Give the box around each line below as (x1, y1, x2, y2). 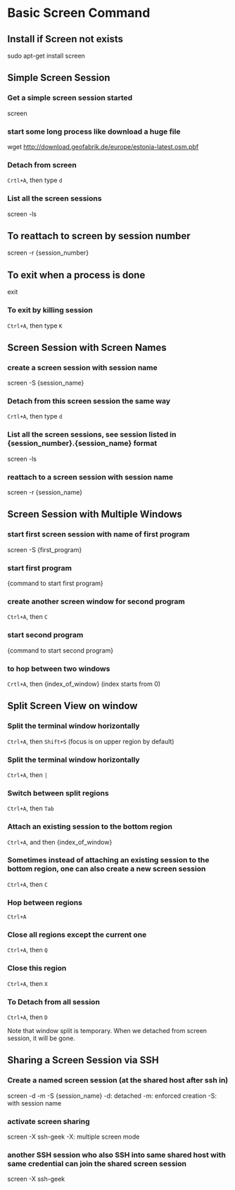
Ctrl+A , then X (7, 979, 48, 987)
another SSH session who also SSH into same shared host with (7, 1150, 227, 1160)
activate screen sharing (7, 1116, 90, 1126)
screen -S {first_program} (7, 545, 82, 554)
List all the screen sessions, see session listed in (7, 430, 177, 440)
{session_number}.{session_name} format (7, 438, 158, 448)
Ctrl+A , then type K (7, 321, 63, 330)
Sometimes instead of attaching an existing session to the (7, 855, 210, 865)
